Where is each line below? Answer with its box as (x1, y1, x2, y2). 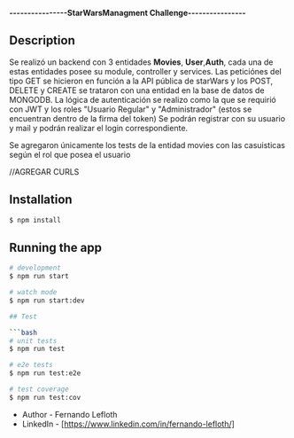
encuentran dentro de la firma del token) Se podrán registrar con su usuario (9, 113, 286, 123)
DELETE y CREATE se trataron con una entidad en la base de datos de (9, 84, 265, 96)
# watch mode (9, 288, 58, 297)
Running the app (9, 239, 102, 255)
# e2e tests (9, 361, 53, 370)
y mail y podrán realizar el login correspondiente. (9, 122, 189, 133)
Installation (9, 192, 73, 207)
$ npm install (9, 215, 62, 224)
